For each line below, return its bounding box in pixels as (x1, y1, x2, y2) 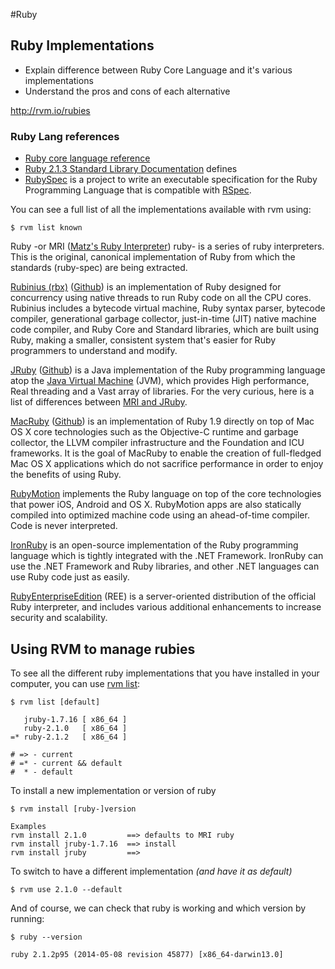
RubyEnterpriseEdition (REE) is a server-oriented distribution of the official (10, 590, 317, 603)
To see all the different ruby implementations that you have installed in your (10, 667, 320, 679)
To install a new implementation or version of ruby (10, 784, 217, 796)
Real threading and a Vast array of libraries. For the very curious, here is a (10, 385, 315, 398)
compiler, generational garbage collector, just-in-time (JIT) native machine (10, 313, 317, 325)
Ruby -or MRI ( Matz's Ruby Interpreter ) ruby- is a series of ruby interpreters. (10, 240, 325, 253)
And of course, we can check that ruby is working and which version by (10, 902, 307, 914)
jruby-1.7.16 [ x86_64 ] (23, 714, 128, 724)
